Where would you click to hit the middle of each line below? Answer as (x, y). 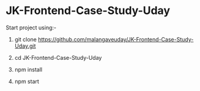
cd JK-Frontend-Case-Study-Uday (58, 57)
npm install (28, 69)
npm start (27, 81)
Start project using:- (31, 27)
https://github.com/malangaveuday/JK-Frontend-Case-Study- (116, 39)
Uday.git (25, 46)
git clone (26, 39)
